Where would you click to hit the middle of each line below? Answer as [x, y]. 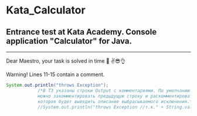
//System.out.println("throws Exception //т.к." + [101, 107]
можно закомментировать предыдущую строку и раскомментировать [116, 96]
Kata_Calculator [46, 10]
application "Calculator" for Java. [69, 41]
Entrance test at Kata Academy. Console [81, 32]
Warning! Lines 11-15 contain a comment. [55, 74]
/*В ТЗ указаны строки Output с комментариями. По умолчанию [114, 91]
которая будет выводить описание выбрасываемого [98, 101]
